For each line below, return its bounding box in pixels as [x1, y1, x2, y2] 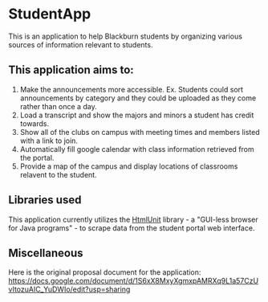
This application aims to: [8, 63, 134, 77]
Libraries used [8, 194, 82, 207]
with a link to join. [19, 136, 79, 145]
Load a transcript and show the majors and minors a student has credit [19, 110, 254, 120]
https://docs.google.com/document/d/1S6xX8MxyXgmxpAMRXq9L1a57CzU [8, 276, 259, 286]
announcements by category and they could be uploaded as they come [19, 93, 257, 103]
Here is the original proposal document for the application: [8, 267, 201, 277]
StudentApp [8, 5, 91, 23]
